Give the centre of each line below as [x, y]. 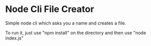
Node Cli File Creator [50, 9]
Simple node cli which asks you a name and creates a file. [66, 23]
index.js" [14, 38]
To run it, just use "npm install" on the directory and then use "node [76, 32]
